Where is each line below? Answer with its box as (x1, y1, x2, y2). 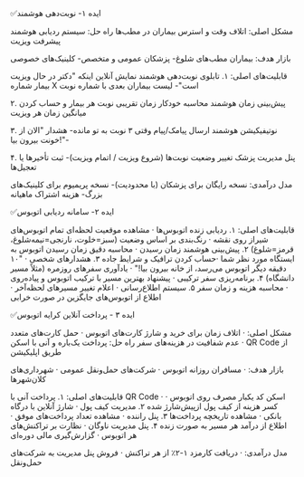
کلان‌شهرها (10, 374, 46, 384)
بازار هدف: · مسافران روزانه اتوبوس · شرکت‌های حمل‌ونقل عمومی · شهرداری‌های (10, 364, 284, 375)
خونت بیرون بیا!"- (10, 135, 70, 145)
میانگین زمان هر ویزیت (10, 108, 87, 118)
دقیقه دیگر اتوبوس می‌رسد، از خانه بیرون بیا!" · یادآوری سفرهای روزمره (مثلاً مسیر (10, 262, 287, 273)
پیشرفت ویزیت (10, 35, 62, 46)
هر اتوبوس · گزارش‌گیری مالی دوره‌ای (10, 430, 138, 440)
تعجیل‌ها (10, 162, 37, 172)
